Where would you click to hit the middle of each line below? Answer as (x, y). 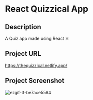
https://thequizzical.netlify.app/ (36, 65)
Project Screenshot (35, 81)
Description (23, 27)
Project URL (23, 54)
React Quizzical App (47, 9)
